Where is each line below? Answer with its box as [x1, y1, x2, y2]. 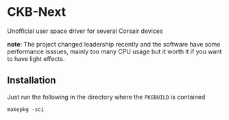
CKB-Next [7, 4, 67, 20]
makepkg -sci [7, 106, 45, 113]
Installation [7, 75, 56, 86]
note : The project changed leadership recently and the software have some [7, 40, 221, 48]
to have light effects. [7, 54, 65, 62]
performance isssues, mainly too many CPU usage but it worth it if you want [7, 47, 222, 56]
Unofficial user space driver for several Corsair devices [7, 27, 163, 35]
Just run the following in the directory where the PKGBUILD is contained [7, 93, 206, 101]
